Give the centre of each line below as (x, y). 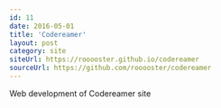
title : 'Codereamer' (48, 34)
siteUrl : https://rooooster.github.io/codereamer (105, 59)
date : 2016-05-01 (42, 26)
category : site (38, 51)
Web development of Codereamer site (80, 93)
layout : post (34, 43)
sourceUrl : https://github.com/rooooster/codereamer (110, 68)
